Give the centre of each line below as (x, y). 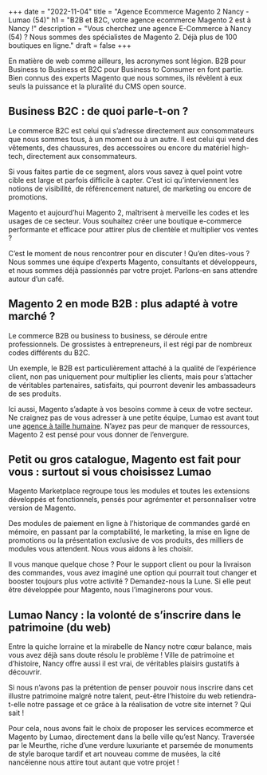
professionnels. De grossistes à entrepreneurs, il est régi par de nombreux (130, 344)
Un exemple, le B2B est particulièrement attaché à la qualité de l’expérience (132, 368)
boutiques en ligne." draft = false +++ (70, 45)
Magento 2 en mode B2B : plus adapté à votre (123, 304)
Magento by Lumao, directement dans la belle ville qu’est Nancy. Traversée (132, 737)
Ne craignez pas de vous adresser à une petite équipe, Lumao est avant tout (133, 417)
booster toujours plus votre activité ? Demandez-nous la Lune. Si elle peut (130, 581)
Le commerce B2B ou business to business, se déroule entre (108, 335)
